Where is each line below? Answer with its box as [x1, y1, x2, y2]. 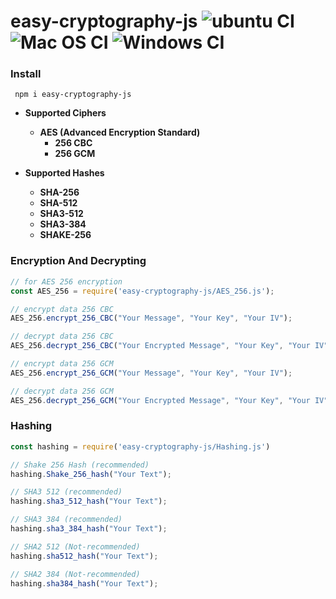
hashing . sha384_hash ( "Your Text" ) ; [10, 578, 159, 589]
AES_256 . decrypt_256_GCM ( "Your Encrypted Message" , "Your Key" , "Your [10, 395, 311, 405]
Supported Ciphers [24, 107, 107, 119]
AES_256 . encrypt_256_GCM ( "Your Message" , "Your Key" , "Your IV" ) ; [10, 368, 293, 378]
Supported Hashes [24, 167, 105, 179]
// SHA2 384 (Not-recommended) [10, 569, 141, 579]
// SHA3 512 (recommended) [10, 487, 123, 497]
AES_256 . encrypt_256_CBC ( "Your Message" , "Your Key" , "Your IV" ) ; [10, 313, 293, 324]
